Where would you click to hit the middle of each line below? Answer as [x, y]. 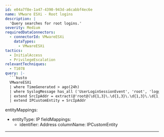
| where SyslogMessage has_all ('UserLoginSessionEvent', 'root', [78, 91]
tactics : [14, 50]
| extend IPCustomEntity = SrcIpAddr [48, 101]
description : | [20, 19]
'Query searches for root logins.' [46, 23]
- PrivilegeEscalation [32, 60]
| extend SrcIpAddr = [31, 96]
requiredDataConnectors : [30, 32]
